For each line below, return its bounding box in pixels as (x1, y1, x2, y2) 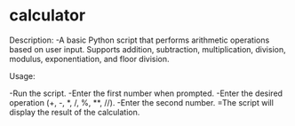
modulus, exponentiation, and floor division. (9, 53, 171, 64)
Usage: (9, 70, 36, 81)
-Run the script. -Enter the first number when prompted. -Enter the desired (9, 88, 283, 98)
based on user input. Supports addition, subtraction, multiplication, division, (9, 43, 286, 54)
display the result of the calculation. (9, 106, 140, 117)
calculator (9, 5, 86, 26)
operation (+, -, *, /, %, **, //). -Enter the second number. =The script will (9, 97, 274, 107)
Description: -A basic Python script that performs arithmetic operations (9, 35, 270, 45)
